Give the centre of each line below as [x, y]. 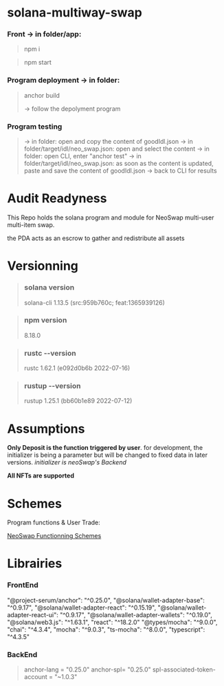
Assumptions [46, 429]
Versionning [43, 266]
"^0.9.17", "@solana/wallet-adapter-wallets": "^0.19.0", [136, 614]
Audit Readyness [57, 199]
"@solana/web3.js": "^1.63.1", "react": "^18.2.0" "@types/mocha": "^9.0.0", [112, 622]
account [36, 677]
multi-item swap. [31, 225]
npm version [45, 320]
